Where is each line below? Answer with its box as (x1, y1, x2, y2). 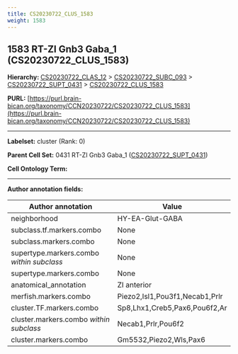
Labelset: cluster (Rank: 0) (7, 137, 86, 146)
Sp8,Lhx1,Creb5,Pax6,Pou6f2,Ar (117, 303, 227, 313)
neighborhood (11, 214, 59, 224)
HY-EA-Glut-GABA (117, 214, 183, 224)
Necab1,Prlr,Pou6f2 (117, 319, 184, 329)
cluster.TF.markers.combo (11, 303, 99, 313)
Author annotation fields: (7, 185, 84, 193)
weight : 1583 (7, 17, 46, 24)
